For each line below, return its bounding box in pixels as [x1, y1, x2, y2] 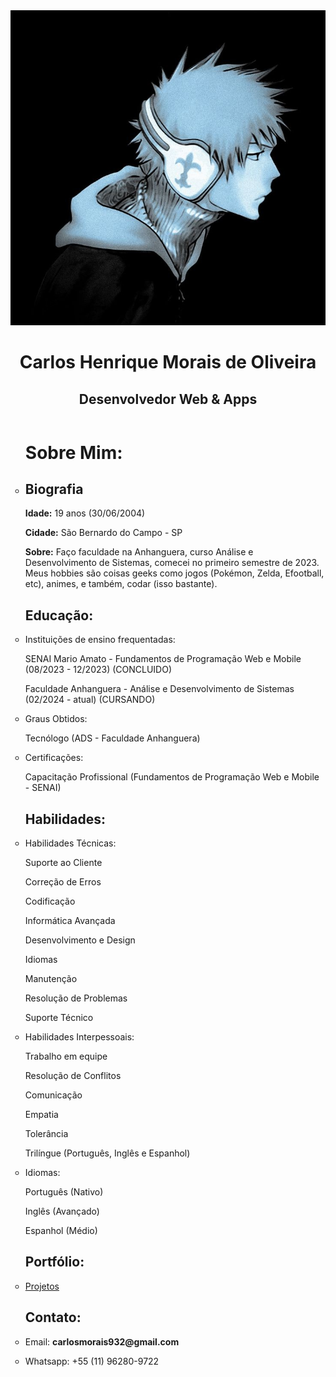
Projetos [24, 1280, 60, 1292]
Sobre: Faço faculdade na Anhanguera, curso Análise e [24, 546, 254, 558]
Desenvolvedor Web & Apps [78, 390, 258, 408]
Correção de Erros [24, 876, 102, 888]
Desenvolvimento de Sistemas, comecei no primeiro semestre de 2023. [24, 557, 320, 569]
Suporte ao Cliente [24, 857, 103, 869]
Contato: [24, 1309, 82, 1326]
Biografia [24, 480, 84, 498]
